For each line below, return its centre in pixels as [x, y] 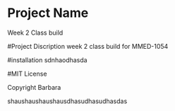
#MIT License [27, 74]
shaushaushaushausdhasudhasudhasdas [67, 101]
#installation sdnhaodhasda [47, 60]
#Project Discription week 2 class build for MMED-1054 [88, 46]
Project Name [48, 13]
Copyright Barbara [34, 87]
